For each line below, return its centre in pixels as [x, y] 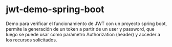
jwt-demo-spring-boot [55, 9]
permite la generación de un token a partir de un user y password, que [80, 29]
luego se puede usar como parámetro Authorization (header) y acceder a [83, 34]
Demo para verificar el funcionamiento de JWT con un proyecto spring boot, [87, 24]
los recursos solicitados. [31, 40]
